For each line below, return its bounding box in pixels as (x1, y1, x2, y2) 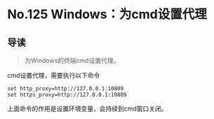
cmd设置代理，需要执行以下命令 (7, 71, 100, 79)
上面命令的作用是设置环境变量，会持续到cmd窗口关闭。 (7, 104, 168, 113)
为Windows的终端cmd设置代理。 (24, 57, 120, 64)
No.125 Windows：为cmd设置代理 (7, 6, 207, 22)
